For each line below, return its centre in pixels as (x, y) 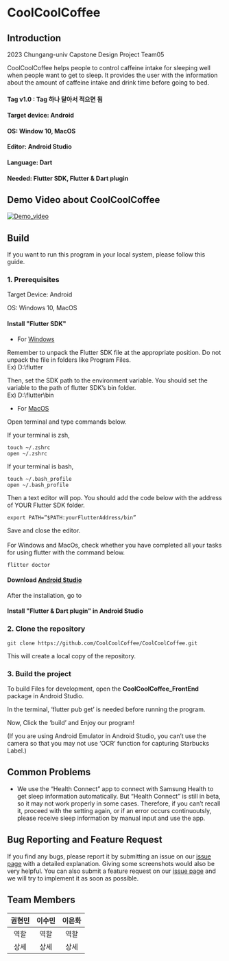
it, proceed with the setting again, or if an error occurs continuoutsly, (114, 810)
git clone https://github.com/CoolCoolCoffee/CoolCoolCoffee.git (102, 643)
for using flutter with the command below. (66, 552)
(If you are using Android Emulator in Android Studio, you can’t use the (107, 736)
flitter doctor (29, 565)
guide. (16, 262)
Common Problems (49, 772)
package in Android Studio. (46, 696)
